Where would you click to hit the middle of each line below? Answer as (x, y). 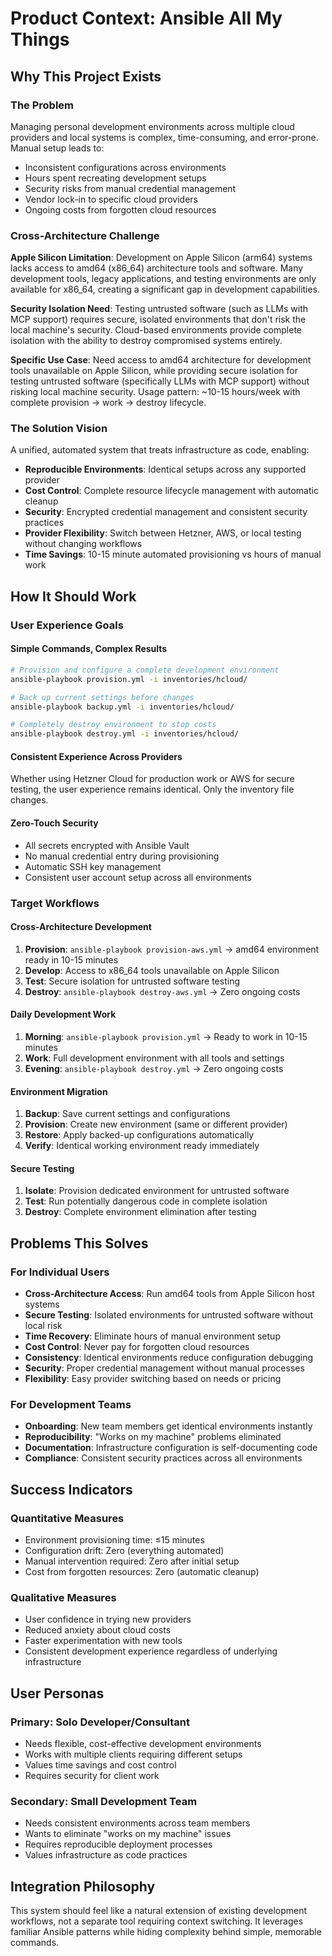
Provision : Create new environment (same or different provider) (156, 1124)
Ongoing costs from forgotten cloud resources (120, 209)
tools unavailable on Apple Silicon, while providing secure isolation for (154, 371)
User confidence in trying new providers (108, 1619)
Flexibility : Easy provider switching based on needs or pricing (153, 1379)
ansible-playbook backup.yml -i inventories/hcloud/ (122, 707)
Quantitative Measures (67, 1518)
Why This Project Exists (86, 76)
